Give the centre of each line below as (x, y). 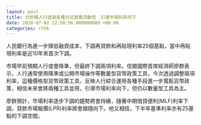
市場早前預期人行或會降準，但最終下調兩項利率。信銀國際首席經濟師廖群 (95, 66)
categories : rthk (28, 28)
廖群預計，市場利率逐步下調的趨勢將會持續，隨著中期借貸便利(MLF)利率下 (98, 101)
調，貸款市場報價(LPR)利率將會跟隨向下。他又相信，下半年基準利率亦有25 (97, 108)
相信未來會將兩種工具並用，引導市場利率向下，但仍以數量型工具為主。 (103, 88)
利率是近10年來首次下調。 (43, 54)
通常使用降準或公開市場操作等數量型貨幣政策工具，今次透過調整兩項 (111, 74)
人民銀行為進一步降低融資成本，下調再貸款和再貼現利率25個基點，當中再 (96, 46)
